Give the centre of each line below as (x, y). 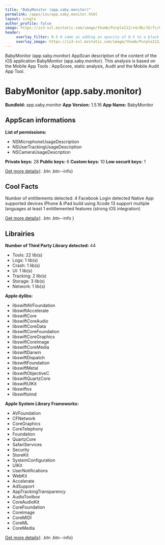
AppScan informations (41, 120)
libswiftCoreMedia (31, 347)
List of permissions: (26, 132)
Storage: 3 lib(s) (28, 281)
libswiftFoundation (31, 363)
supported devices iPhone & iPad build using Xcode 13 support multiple (77, 203)
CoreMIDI (22, 518)
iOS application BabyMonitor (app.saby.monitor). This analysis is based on (80, 61)
